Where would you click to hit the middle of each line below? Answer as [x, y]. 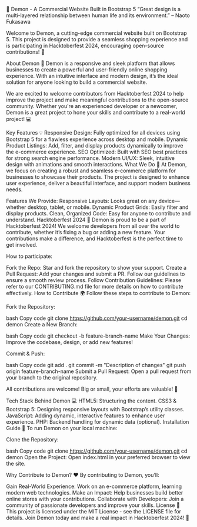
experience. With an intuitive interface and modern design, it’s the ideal [92, 76]
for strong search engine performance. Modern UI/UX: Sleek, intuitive [91, 158]
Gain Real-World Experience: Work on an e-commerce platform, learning [94, 486]
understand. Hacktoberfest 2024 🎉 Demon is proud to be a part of [86, 220]
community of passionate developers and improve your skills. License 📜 [93, 505]
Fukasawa [19, 22]
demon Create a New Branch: [42, 324]
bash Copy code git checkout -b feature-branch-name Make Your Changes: [98, 336]
